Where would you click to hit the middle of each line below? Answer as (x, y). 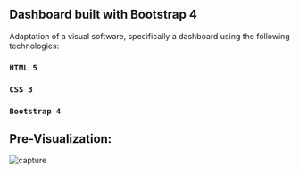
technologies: (34, 46)
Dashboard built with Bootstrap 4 (104, 15)
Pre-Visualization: (61, 139)
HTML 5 (24, 67)
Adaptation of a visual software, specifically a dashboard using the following (149, 36)
